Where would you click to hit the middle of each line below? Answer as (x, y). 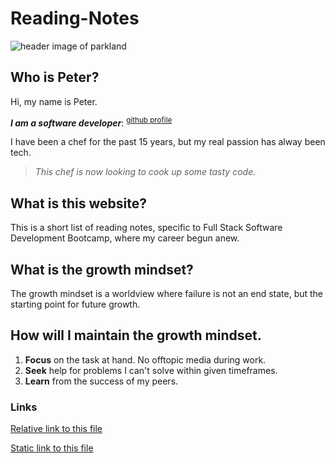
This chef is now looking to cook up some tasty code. (145, 172)
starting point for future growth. (75, 304)
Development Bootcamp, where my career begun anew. (125, 238)
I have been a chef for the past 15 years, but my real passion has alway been (168, 142)
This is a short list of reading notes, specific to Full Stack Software (146, 228)
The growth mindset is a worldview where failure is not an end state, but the (167, 294)
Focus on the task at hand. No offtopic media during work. (145, 359)
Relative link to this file (56, 429)
